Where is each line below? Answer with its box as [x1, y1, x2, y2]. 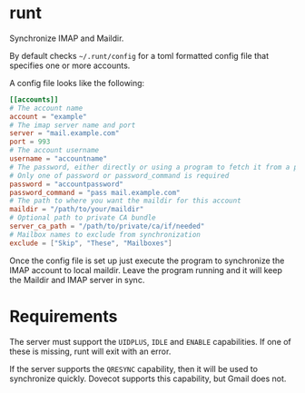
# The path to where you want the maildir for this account [9, 196, 242, 206]
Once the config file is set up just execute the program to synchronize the [9, 255, 285, 266]
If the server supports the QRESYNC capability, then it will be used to [9, 363, 259, 374]
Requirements [9, 306, 118, 327]
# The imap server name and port [9, 121, 136, 130]
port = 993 [9, 137, 51, 147]
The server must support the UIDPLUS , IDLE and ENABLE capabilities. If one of [9, 336, 292, 347]
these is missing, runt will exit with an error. [9, 346, 172, 357]
